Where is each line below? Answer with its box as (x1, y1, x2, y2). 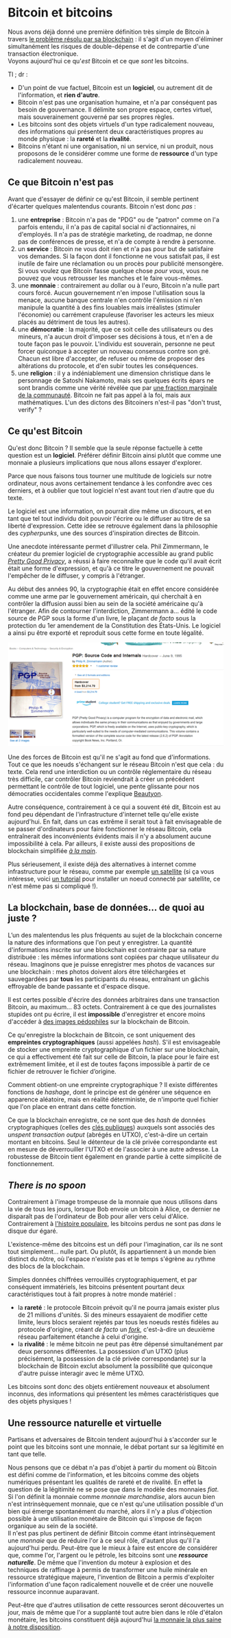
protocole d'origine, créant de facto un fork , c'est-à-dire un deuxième (17, 1326, 215, 1334)
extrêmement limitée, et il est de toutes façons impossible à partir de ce (8, 1059, 210, 1068)
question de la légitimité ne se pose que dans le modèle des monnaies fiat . (8, 1485, 219, 1494)
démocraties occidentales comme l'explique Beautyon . (8, 789, 163, 797)
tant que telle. (8, 1450, 47, 1458)
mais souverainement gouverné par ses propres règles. (17, 112, 175, 121)
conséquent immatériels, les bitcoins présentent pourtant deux (8, 1283, 185, 1291)
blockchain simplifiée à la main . (8, 846, 97, 854)
